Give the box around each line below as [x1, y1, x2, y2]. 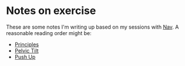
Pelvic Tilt [14, 47, 39, 54]
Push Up [14, 53, 36, 60]
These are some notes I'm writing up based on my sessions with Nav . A [6, 23, 179, 30]
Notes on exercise [6, 4, 96, 18]
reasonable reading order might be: [6, 29, 92, 36]
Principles [14, 41, 39, 48]
